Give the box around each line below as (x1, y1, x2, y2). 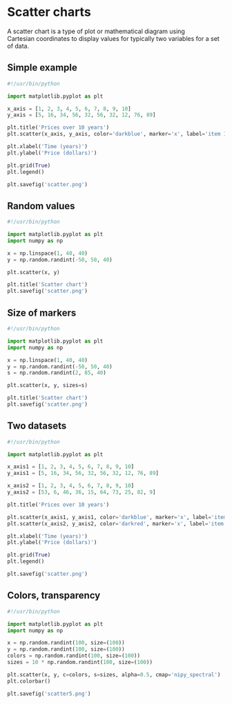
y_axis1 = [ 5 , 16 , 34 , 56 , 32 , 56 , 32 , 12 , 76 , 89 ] (7, 470, 159, 477)
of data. (7, 42, 30, 50)
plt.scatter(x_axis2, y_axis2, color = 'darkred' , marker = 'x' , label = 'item (7, 520, 224, 527)
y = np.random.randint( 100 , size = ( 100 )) (7, 646, 126, 653)
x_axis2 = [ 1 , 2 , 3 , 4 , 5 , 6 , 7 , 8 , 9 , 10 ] (7, 482, 135, 489)
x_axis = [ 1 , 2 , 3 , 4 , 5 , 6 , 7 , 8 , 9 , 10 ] (7, 105, 131, 112)
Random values (7, 200, 75, 212)
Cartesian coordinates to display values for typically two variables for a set (7, 34, 220, 42)
